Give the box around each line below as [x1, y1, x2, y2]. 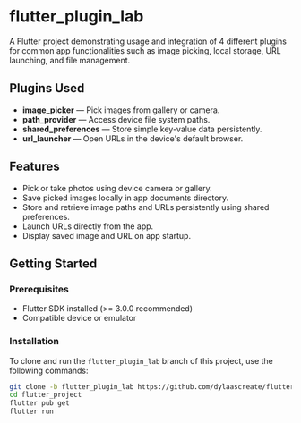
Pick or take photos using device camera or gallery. [21, 182, 212, 193]
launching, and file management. [9, 55, 131, 65]
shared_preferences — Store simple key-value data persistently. [21, 123, 262, 134]
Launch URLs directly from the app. [21, 221, 154, 232]
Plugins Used [9, 80, 85, 96]
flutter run [9, 407, 54, 417]
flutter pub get [9, 399, 70, 408]
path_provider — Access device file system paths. [21, 114, 211, 124]
